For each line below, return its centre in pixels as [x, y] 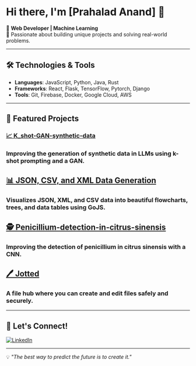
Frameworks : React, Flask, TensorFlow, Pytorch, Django [82, 88]
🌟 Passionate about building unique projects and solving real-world [87, 34]
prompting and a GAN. [52, 160]
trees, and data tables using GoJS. [56, 207]
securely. [20, 300]
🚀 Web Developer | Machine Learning [52, 28]
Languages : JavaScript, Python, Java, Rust [66, 82]
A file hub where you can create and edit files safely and [87, 293]
